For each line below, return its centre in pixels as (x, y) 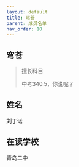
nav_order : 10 (24, 29)
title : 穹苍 (21, 18)
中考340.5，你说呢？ (48, 84)
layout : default (27, 12)
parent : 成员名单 (27, 23)
